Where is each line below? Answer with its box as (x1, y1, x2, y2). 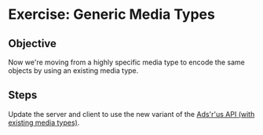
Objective (8, 37, 57, 50)
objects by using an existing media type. (8, 66, 139, 75)
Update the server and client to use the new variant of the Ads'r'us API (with (8, 109, 255, 119)
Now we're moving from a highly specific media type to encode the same (8, 57, 245, 67)
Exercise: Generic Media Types (8, 5, 216, 24)
